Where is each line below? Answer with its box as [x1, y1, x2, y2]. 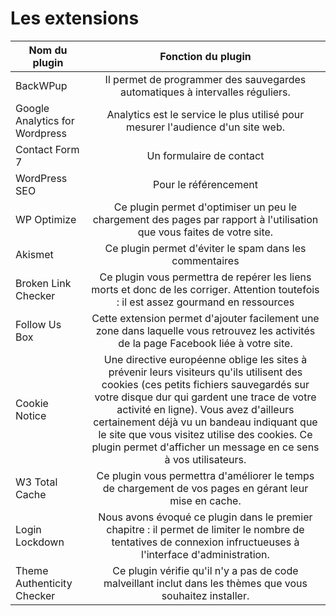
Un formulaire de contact [146, 148, 265, 162]
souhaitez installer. [161, 588, 250, 602]
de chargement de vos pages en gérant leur [102, 481, 309, 495]
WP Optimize [15, 212, 77, 226]
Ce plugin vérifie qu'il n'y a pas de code [112, 563, 299, 577]
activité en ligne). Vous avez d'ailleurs [116, 402, 295, 416]
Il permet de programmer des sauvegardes [104, 72, 307, 86]
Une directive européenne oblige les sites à [103, 352, 308, 366]
